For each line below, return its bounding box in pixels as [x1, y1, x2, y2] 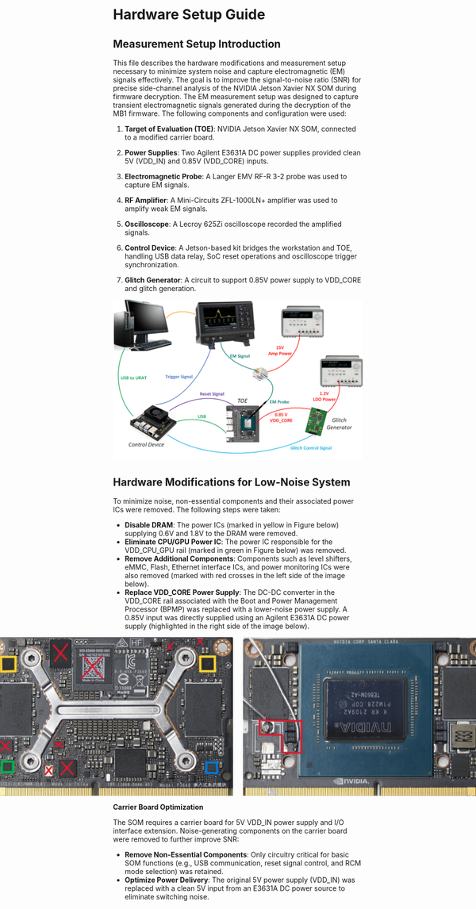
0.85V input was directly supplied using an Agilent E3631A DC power [124, 613, 350, 623]
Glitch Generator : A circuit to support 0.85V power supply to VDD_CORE [124, 275, 362, 285]
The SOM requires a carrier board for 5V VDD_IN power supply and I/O [113, 817, 344, 827]
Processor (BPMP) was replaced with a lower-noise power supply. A [124, 604, 348, 614]
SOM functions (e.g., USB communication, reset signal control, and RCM [124, 858, 362, 868]
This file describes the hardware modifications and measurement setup [113, 58, 347, 67]
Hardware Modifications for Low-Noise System [113, 475, 351, 489]
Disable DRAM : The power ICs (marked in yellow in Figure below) [124, 520, 340, 530]
